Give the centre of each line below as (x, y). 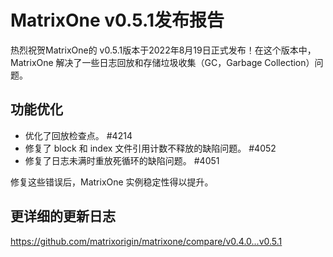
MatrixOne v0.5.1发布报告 (117, 20)
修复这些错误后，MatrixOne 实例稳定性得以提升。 (112, 182)
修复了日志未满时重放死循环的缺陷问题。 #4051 (122, 160)
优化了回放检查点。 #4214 (78, 135)
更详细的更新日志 (63, 216)
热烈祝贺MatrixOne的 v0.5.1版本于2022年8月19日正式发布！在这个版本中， (163, 50)
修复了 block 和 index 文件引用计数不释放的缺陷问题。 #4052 (150, 148)
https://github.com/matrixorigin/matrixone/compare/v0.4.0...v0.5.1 (146, 241)
